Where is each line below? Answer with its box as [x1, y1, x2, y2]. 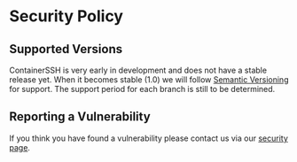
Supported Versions [9, 42, 122, 57]
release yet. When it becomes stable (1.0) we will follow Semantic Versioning [9, 74, 289, 85]
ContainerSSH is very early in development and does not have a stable [9, 65, 268, 75]
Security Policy [9, 6, 124, 27]
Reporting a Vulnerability [9, 109, 151, 125]
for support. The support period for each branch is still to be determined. [9, 84, 276, 94]
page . [9, 142, 31, 152]
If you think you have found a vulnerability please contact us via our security [9, 133, 288, 143]
